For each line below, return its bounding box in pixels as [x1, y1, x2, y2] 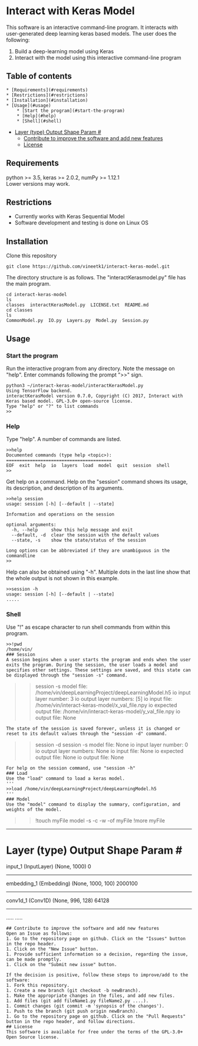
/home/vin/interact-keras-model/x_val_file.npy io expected [35, 701, 177, 709]
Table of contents [6, 71, 72, 81]
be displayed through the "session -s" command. [6, 672, 128, 678]
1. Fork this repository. [6, 983, 70, 989]
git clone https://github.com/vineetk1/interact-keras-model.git [6, 263, 170, 270]
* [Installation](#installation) [6, 97, 88, 103]
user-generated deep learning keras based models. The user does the [6, 30, 177, 37]
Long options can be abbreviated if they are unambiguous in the [6, 548, 170, 554]
